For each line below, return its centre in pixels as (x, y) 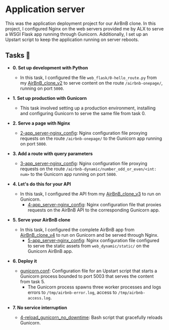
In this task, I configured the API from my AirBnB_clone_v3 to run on (90, 194)
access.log (39, 298)
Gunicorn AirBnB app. (50, 251)
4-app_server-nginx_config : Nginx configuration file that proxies (94, 204)
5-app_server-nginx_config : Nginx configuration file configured (93, 240)
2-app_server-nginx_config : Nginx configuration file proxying (83, 133)
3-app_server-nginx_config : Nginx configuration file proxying (84, 163)
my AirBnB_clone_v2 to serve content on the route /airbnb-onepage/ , (91, 83)
